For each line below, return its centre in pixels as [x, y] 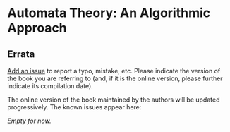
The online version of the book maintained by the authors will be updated [114, 100]
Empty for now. [29, 121]
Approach [37, 28]
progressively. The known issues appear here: [74, 107]
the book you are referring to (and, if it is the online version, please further [115, 78]
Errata [21, 54]
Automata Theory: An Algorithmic [109, 13]
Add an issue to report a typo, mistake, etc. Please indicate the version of [114, 71]
